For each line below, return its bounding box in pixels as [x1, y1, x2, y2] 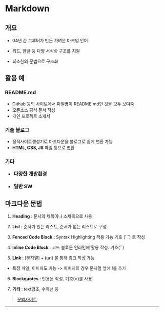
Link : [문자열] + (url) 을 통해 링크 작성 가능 [12, 255, 95, 261]
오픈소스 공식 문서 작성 [12, 107, 56, 113]
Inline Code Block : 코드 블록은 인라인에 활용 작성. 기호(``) [12, 244, 124, 250]
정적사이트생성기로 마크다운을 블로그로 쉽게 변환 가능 [12, 138, 113, 144]
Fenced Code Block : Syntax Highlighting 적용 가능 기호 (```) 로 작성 [12, 234, 145, 240]
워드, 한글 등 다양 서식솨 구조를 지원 [12, 48, 80, 54]
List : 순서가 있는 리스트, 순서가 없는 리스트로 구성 [12, 224, 107, 230]
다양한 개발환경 [13, 170, 47, 177]
